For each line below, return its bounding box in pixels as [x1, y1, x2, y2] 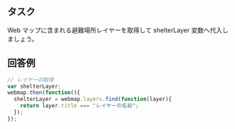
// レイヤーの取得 [7, 76, 54, 83]
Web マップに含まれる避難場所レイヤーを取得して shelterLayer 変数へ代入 [7, 26, 222, 34]
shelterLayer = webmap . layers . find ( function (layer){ [13, 96, 172, 103]
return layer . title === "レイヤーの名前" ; [20, 102, 139, 109]
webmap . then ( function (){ [7, 89, 80, 96]
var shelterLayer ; [7, 83, 61, 90]
